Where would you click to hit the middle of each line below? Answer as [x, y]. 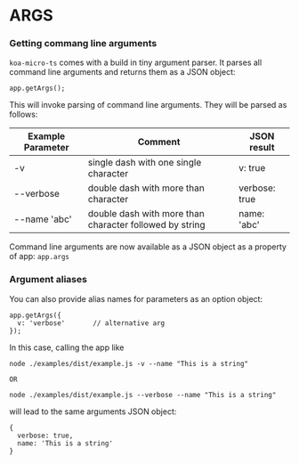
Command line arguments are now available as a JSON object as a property [148, 247]
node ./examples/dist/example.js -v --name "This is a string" [129, 363]
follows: [24, 114]
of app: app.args [39, 256]
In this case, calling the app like [67, 347]
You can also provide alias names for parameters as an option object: [136, 298]
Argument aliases [48, 280]
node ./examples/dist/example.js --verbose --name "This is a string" [143, 395]
